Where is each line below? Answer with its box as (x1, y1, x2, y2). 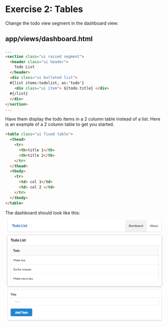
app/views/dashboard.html (5, 35, 93, 43)
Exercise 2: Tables (5, 4, 83, 15)
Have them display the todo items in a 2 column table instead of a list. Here (5, 116, 160, 122)
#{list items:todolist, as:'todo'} (10, 80, 85, 85)
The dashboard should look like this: (5, 209, 80, 215)
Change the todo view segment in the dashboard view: (5, 20, 119, 26)
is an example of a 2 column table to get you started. (5, 122, 115, 128)
